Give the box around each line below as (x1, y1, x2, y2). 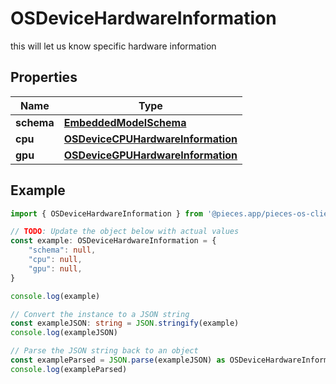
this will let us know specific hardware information (10, 40, 217, 52)
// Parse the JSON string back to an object (10, 346, 199, 356)
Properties (10, 69, 78, 86)
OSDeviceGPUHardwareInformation (63, 148, 238, 162)
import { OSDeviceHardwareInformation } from (10, 208, 203, 219)
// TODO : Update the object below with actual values (10, 227, 240, 237)
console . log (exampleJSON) (10, 328, 118, 338)
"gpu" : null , (28, 263, 83, 274)
